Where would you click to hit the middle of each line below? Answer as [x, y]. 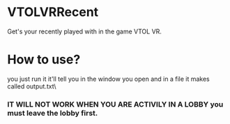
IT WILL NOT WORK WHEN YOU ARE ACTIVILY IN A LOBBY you [115, 104]
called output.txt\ [32, 86]
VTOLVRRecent [53, 12]
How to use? [44, 60]
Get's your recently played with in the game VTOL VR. [85, 31]
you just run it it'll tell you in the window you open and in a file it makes [109, 79]
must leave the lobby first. [53, 113]
